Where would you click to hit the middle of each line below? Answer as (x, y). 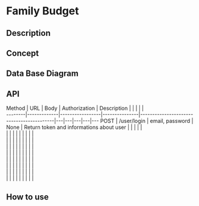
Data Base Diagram (42, 74)
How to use (27, 197)
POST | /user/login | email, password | (147, 121)
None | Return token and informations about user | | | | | (74, 127)
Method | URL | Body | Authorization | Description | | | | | (75, 108)
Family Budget (43, 11)
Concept (23, 53)
